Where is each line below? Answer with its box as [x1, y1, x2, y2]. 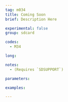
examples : [5, 85, 26, 90]
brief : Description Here [5, 17, 57, 22]
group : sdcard [5, 31, 35, 36]
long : [5, 53, 16, 58]
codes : [5, 40, 19, 45]
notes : [5, 62, 19, 67]
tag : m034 [5, 7, 26, 13]
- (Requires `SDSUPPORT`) [9, 67, 64, 72]
